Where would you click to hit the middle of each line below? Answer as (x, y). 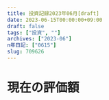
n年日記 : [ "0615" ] (32, 45)
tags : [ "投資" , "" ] (34, 33)
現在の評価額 (44, 88)
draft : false (26, 26)
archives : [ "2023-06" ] (39, 39)
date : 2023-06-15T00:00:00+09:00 (55, 20)
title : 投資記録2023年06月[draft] (53, 13)
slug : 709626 (26, 52)
